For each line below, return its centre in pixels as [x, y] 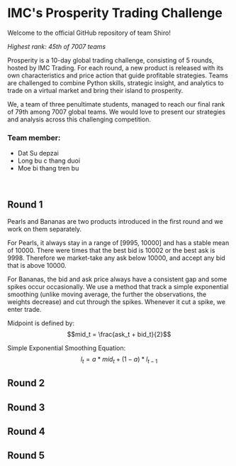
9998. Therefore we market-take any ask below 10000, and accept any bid [116, 258]
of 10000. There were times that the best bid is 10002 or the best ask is [111, 251]
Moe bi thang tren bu [48, 168]
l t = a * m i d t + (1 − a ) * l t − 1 [119, 360]
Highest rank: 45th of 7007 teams [57, 46]
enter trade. [24, 310]
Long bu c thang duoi [49, 161]
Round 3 [26, 407]
